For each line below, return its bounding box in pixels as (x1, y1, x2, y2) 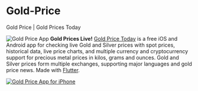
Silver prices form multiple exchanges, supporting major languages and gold (6, 60, 192, 67)
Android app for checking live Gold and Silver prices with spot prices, (6, 41, 176, 48)
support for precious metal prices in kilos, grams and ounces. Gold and (6, 54, 179, 61)
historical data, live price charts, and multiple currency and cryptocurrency (6, 47, 189, 54)
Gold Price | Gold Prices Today (6, 24, 81, 31)
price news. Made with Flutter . (6, 66, 80, 73)
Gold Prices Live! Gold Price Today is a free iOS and (50, 35, 178, 42)
